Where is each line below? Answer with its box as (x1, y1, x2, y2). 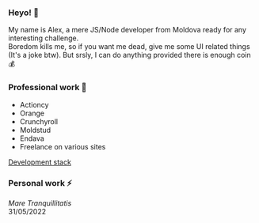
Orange (19, 108, 45, 118)
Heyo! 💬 (8, 7, 40, 18)
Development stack (8, 157, 71, 167)
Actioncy (19, 100, 49, 109)
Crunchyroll (19, 116, 58, 126)
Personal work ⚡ (8, 177, 73, 188)
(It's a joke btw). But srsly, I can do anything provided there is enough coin (8, 51, 251, 60)
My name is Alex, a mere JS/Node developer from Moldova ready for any (8, 25, 247, 35)
